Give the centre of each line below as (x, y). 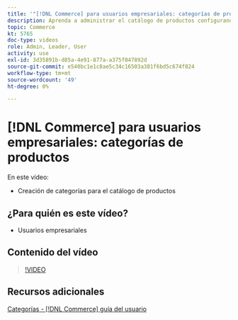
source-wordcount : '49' (42, 80)
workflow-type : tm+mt (39, 73)
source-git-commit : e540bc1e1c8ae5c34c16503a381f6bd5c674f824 (101, 67)
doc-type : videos (33, 40)
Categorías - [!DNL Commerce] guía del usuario (77, 309)
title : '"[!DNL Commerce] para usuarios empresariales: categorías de (114, 14)
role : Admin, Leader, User (47, 47)
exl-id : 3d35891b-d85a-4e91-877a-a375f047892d (77, 60)
